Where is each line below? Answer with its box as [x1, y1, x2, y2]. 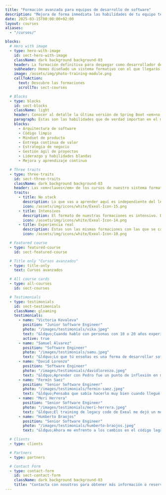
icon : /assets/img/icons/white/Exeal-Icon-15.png [23, 204, 127, 209]
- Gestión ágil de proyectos [18, 149, 79, 154]
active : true [23, 336, 50, 341]
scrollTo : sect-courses [18, 85, 68, 90]
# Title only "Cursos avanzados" [9, 258, 79, 263]
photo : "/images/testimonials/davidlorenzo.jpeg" [23, 368, 127, 373]
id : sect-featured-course [14, 249, 68, 254]
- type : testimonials [9, 299, 54, 304]
